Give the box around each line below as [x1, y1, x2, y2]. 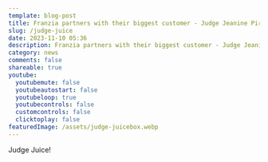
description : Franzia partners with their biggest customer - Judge [8, 41, 241, 49]
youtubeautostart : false [15, 85, 98, 94]
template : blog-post [8, 11, 77, 20]
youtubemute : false [15, 78, 81, 86]
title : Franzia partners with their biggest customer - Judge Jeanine [8, 19, 248, 27]
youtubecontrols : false [15, 101, 94, 109]
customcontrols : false [15, 109, 91, 117]
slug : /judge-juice [8, 26, 73, 34]
